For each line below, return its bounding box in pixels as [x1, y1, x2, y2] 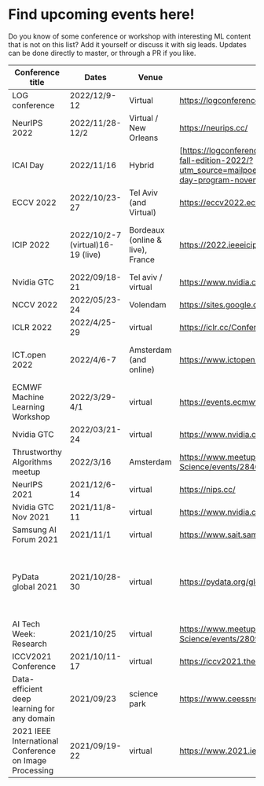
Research [12, 638, 47, 649]
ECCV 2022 [12, 196, 57, 208]
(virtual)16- [69, 239, 115, 250]
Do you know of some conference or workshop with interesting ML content [8, 31, 251, 41]
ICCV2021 [12, 651, 53, 662]
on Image [12, 755, 47, 766]
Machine [12, 391, 45, 402]
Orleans [129, 132, 159, 143]
